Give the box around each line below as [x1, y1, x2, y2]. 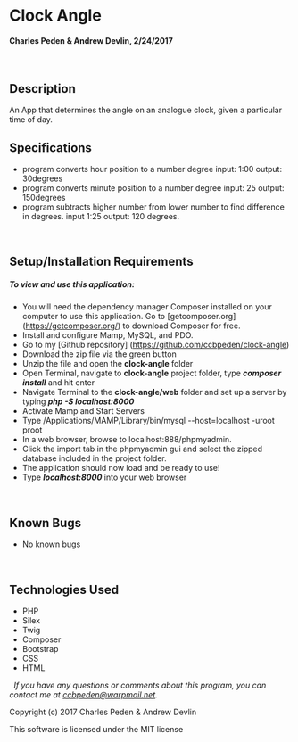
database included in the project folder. [21, 453, 167, 464]
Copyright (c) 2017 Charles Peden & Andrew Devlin [9, 706, 197, 717]
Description [9, 81, 76, 96]
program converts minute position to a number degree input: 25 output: [21, 183, 285, 194]
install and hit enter [21, 377, 95, 388]
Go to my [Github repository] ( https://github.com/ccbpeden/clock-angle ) [21, 340, 290, 350]
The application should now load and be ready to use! [21, 463, 220, 474]
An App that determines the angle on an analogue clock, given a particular [9, 104, 283, 116]
